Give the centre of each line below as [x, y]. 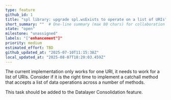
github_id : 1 [19, 15]
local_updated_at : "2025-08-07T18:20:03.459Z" [55, 57]
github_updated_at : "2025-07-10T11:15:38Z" [52, 52]
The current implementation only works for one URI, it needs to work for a [83, 72]
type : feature [20, 10]
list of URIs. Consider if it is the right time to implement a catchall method [82, 77]
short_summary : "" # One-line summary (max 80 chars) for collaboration [85, 24]
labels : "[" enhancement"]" [34, 39]
